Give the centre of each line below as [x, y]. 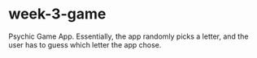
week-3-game [57, 14]
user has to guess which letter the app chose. [85, 44]
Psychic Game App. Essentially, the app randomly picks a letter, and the [128, 36]
